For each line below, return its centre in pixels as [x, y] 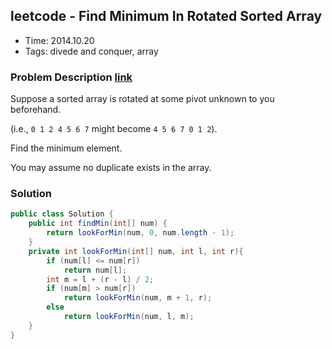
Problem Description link [71, 77]
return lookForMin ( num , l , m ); [129, 317]
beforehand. [36, 110]
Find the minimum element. [66, 148]
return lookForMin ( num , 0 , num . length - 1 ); [140, 233]
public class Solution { [62, 214]
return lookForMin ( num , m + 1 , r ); [138, 298]
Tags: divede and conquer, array [91, 51]
